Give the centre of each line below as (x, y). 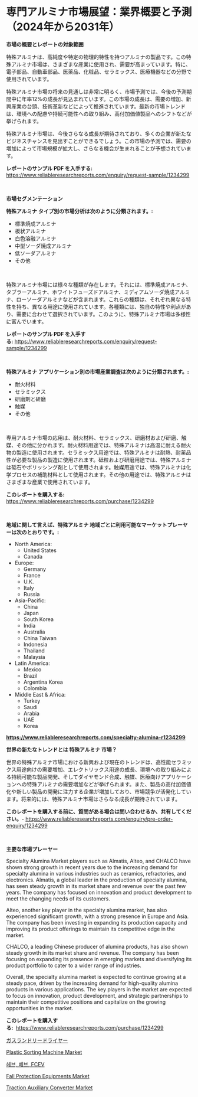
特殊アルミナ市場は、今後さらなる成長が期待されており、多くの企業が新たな (99, 133)
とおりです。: (43, 532)
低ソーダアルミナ (35, 253)
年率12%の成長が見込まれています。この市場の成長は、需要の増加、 (104, 99)
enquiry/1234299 (27, 825)
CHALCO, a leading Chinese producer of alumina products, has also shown (97, 946)
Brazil (30, 675)
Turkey (32, 701)
